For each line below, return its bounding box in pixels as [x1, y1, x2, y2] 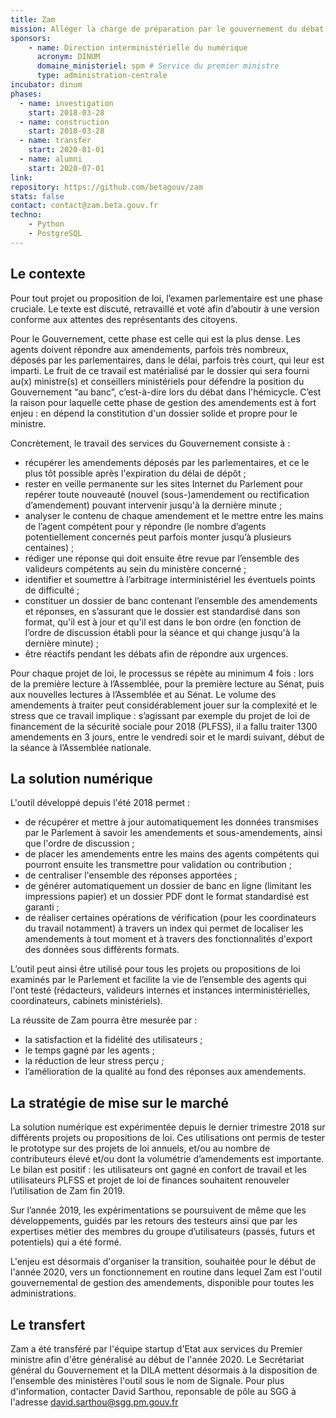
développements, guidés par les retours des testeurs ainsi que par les [10, 1215, 298, 1227]
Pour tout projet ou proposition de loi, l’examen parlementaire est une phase [10, 292, 323, 304]
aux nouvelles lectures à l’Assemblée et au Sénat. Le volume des [10, 688, 277, 700]
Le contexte [10, 266, 86, 283]
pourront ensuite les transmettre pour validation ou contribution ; [24, 859, 292, 871]
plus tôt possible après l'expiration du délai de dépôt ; [24, 467, 247, 479]
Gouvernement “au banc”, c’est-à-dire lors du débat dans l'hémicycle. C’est [10, 386, 322, 398]
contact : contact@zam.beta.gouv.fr [10, 201, 159, 211]
